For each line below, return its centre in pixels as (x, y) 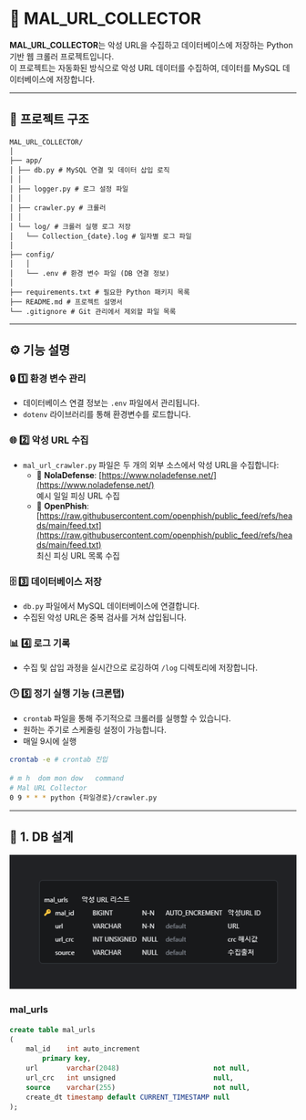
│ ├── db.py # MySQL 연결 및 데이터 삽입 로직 (90, 170)
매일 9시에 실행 (50, 741)
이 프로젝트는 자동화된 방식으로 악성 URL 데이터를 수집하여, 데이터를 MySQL (145, 68)
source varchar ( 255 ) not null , (138, 1087)
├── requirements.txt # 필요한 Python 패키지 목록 (100, 292)
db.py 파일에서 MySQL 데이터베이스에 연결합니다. (111, 606)
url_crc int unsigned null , (130, 1078)
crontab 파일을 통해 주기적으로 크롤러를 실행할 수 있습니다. (127, 718)
